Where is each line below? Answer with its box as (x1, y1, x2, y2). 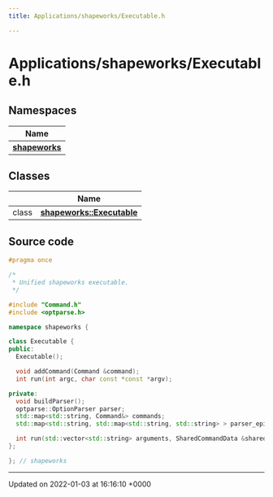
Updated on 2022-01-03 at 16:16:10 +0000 (8, 479, 152, 489)
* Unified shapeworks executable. (11, 278, 129, 286)
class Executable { (8, 338, 75, 346)
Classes (8, 169, 50, 183)
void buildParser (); (15, 397, 85, 405)
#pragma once (8, 256, 53, 264)
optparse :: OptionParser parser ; (15, 404, 126, 413)
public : (8, 345, 35, 354)
